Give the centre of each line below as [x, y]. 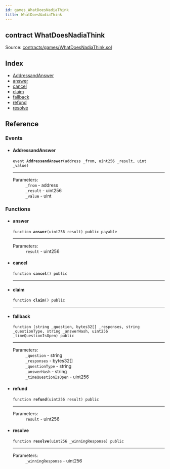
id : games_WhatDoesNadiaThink [37, 10]
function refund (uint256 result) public [56, 399]
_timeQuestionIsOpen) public [43, 336]
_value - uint [38, 196]
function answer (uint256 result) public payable [65, 232]
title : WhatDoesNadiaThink [34, 15]
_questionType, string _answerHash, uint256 [60, 332]
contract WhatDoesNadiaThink [55, 35]
